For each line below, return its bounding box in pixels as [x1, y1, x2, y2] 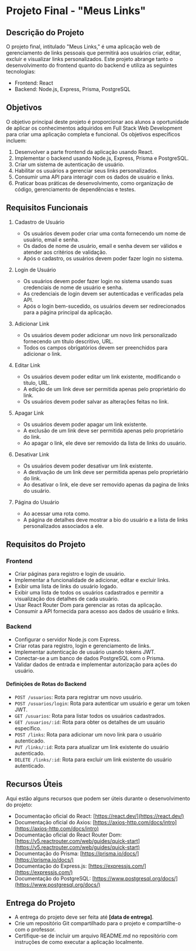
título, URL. [23, 379, 50, 386]
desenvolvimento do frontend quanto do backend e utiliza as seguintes [6, 62, 177, 69]
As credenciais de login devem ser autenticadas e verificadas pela [23, 290, 184, 297]
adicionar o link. [23, 350, 62, 357]
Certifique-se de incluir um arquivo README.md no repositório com [14, 932, 178, 939]
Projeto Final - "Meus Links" [6, 4, 146, 18]
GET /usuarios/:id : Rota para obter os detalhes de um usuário [14, 718, 165, 725]
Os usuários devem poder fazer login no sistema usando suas [23, 277, 173, 284]
